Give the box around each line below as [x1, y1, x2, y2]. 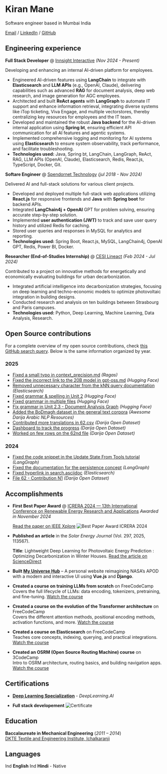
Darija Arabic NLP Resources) [12, 414, 74, 420]
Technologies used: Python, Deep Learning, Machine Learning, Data [12, 309, 155, 315]
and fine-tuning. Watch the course [12, 593, 83, 599]
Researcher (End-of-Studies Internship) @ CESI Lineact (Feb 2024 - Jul [5, 253, 156, 259]
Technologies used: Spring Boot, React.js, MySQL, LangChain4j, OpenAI [12, 238, 163, 244]
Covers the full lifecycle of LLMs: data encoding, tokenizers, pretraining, [12, 588, 161, 594]
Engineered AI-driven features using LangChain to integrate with [12, 76, 146, 83]
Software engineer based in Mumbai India [5, 20, 91, 26]
